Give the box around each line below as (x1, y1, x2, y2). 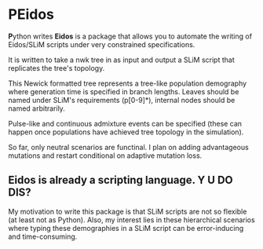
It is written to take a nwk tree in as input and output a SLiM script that (8, 55, 235, 64)
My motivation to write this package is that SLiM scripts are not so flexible (8, 207, 247, 216)
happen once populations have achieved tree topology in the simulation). (8, 127, 244, 137)
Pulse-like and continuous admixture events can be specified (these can (8, 119, 242, 128)
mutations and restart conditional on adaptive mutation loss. (8, 151, 203, 160)
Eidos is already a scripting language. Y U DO (8, 174, 233, 187)
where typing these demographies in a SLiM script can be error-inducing (8, 223, 244, 233)
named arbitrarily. (8, 104, 65, 113)
